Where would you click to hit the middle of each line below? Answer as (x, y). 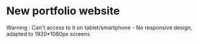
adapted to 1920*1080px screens (48, 33)
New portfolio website (63, 11)
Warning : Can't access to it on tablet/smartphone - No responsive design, (99, 27)
